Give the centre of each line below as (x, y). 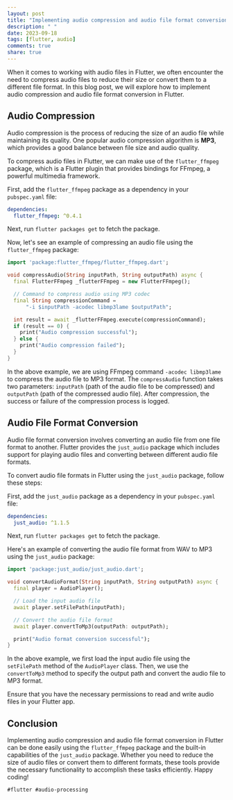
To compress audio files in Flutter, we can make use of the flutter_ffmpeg (113, 161)
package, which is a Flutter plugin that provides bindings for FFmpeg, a (109, 168)
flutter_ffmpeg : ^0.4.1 (48, 216)
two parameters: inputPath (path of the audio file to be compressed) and (111, 386)
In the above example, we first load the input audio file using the (99, 659)
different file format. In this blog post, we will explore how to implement (109, 87)
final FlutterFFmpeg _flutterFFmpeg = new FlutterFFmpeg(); (102, 282)
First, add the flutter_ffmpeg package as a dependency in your (98, 189)
